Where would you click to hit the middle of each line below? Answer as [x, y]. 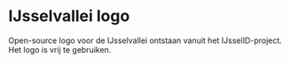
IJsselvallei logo [69, 16]
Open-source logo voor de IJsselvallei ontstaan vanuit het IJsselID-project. [145, 40]
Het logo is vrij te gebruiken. [60, 49]
